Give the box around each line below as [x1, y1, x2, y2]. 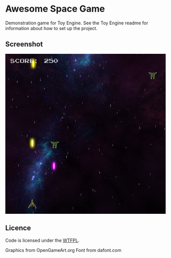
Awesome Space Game [5, 3, 105, 15]
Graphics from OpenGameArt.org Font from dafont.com [5, 247, 122, 253]
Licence [5, 224, 32, 233]
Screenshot [5, 40, 43, 49]
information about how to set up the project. [5, 25, 98, 31]
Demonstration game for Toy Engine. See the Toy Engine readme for [5, 20, 149, 26]
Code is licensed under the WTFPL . [5, 237, 80, 243]
